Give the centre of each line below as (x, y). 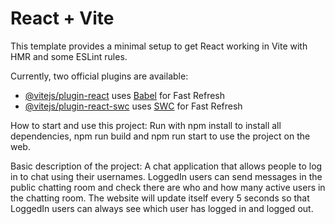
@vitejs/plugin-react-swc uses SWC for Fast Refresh (133, 106)
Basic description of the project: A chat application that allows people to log (166, 166)
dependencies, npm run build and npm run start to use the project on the (160, 136)
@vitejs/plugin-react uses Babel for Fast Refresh (125, 95)
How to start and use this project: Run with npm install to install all (146, 125)
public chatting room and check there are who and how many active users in (168, 187)
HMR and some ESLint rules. (69, 56)
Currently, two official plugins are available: (99, 76)
